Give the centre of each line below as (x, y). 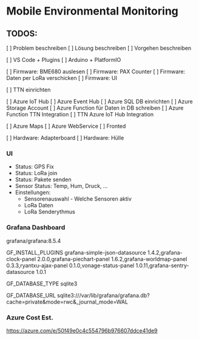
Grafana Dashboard (36, 227)
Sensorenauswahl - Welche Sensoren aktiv (78, 199)
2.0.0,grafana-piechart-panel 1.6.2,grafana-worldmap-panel (112, 259)
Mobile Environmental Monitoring (93, 11)
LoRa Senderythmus (50, 212)
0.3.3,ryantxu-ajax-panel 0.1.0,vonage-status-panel (70, 265)
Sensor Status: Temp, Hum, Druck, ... (61, 186)
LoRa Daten (39, 205)
